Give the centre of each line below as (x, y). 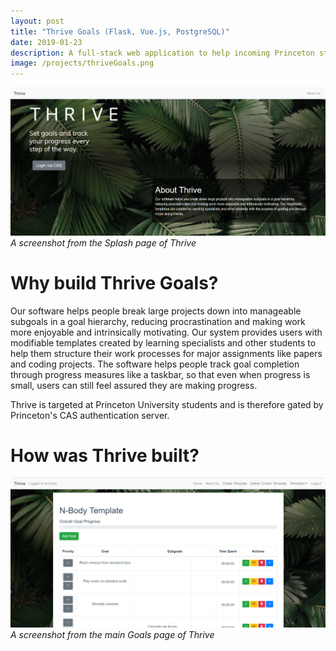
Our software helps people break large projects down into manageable (156, 311)
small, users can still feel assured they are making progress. (134, 385)
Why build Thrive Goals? (114, 282)
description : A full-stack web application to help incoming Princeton (162, 53)
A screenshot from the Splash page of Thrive (103, 242)
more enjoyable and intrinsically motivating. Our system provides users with (166, 332)
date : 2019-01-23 (46, 42)
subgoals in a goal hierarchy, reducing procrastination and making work (158, 321)
